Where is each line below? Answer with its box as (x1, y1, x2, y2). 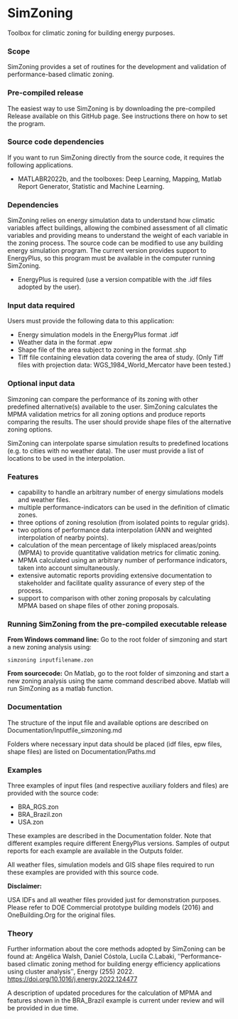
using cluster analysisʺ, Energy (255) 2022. (7, 967, 134, 976)
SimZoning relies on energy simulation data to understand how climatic (7, 216, 215, 225)
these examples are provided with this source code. (7, 867, 159, 877)
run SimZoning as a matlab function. (7, 684, 114, 693)
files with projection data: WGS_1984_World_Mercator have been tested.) (17, 361, 232, 370)
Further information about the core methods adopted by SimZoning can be (7, 945, 226, 953)
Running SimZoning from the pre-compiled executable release (7, 619, 227, 629)
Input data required (7, 301, 75, 310)
